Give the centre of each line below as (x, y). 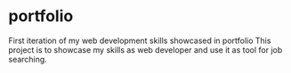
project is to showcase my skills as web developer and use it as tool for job (145, 49)
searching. (28, 59)
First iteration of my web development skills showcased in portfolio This (140, 40)
